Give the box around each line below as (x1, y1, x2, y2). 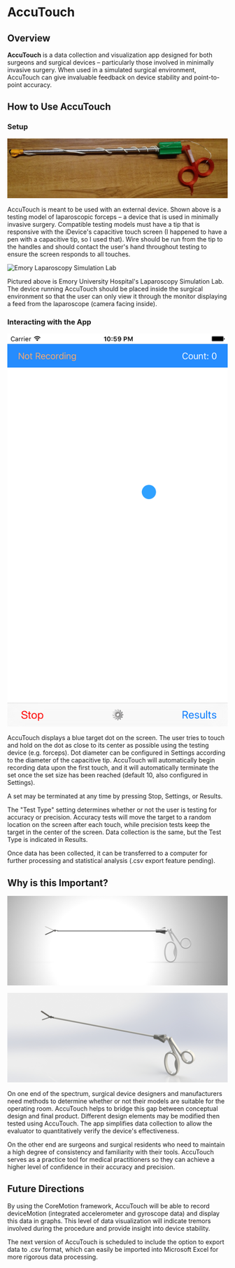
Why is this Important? (7, 877, 108, 889)
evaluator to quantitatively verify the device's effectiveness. (7, 1126, 180, 1135)
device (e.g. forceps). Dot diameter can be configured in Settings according (7, 748, 226, 757)
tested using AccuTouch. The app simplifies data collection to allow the (7, 1119, 213, 1128)
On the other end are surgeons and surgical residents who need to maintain (7, 1140, 225, 1149)
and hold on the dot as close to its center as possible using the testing (7, 741, 209, 750)
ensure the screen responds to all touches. (7, 250, 131, 258)
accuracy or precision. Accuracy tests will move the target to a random (7, 813, 211, 821)
